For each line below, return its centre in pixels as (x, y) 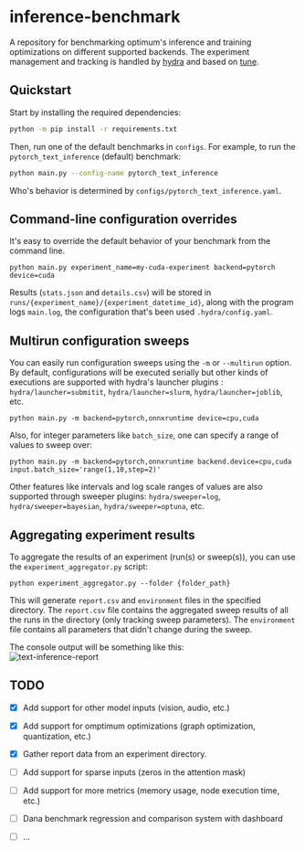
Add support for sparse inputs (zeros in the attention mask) (134, 772)
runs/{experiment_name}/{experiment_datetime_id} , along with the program (152, 303)
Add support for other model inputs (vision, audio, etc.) (126, 707)
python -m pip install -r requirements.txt (94, 129)
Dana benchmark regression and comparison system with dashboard (152, 819)
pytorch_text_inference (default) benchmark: (95, 156)
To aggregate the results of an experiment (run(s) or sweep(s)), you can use (152, 557)
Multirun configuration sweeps (100, 340)
